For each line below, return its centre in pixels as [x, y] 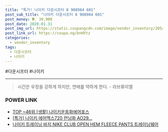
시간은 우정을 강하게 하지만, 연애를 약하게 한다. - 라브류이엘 [75, 87]
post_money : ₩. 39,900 [29, 19]
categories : [17, 38]
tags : [11, 47]
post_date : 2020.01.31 [29, 24]
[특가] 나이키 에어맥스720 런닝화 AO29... [52, 118]
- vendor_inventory [30, 43]
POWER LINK [21, 100]
